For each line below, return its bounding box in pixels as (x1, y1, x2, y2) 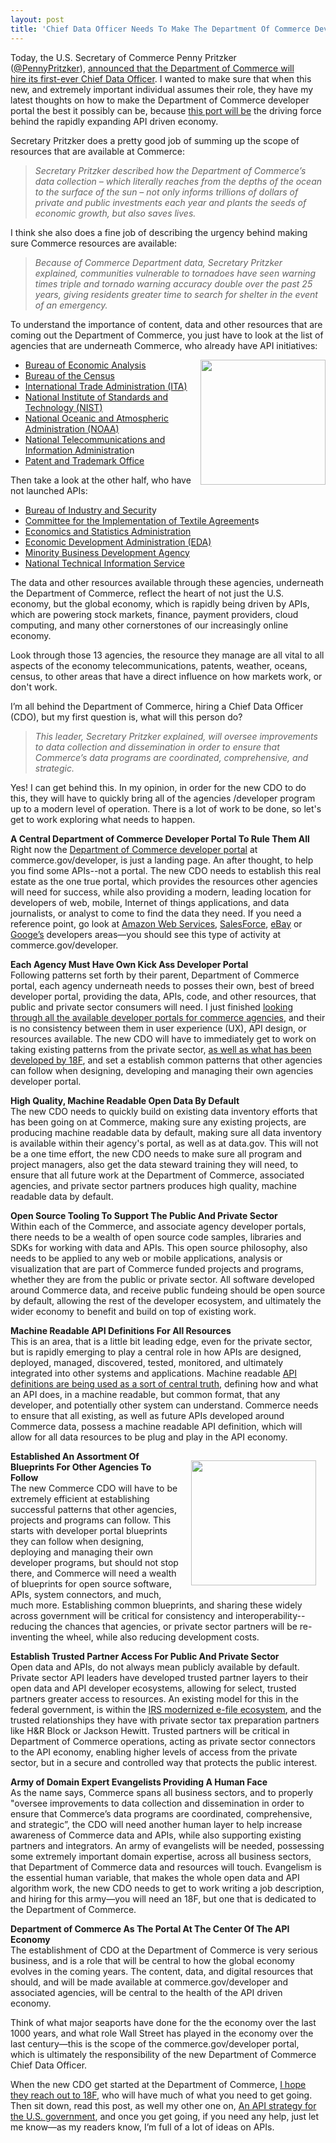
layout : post (10, 14, 65, 25)
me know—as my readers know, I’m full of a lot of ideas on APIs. (10, 2121, 275, 2133)
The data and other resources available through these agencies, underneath (10, 576, 325, 588)
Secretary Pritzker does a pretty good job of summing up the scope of (10, 134, 300, 146)
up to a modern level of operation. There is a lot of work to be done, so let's (10, 802, 322, 815)
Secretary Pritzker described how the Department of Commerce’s (34, 164, 307, 176)
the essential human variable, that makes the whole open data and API (10, 1871, 300, 1883)
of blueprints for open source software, (10, 1577, 173, 1590)
